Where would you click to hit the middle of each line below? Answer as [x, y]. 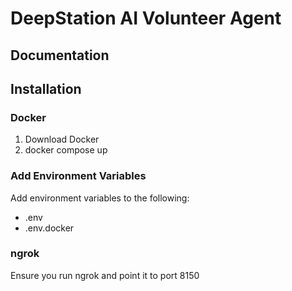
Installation [46, 88]
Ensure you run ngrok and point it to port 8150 [105, 275]
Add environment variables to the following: [100, 198]
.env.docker [49, 228]
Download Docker [62, 139]
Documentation [60, 55]
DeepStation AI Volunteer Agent [146, 18]
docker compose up [66, 150]
